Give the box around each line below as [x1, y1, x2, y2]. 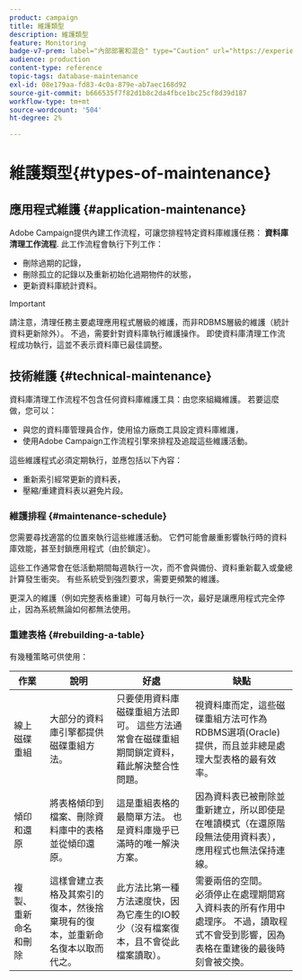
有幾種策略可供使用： [9, 650, 88, 662]
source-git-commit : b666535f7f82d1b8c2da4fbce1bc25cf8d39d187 [9, 88, 247, 97]
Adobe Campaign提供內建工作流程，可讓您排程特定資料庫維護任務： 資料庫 [9, 227, 289, 239]
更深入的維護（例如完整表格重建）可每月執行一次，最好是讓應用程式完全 [9, 593, 277, 603]
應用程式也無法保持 [194, 844, 277, 857]
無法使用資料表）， [203, 830, 281, 843]
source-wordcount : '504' [9, 105, 102, 114]
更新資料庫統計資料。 [22, 280, 102, 291]
